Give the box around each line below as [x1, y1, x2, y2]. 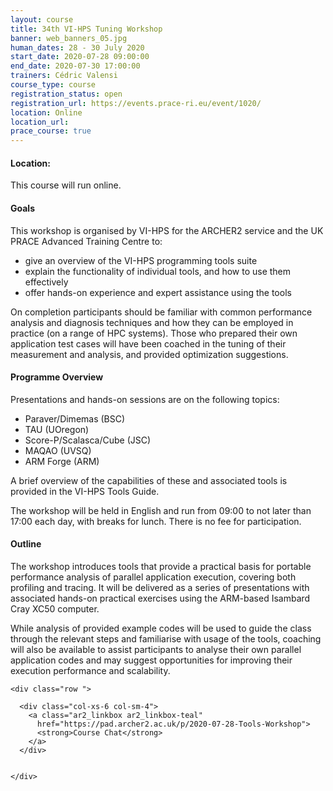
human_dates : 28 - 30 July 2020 [10, 42, 145, 53]
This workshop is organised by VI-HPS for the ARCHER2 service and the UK [10, 224, 324, 236]
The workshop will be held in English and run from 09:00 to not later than [10, 504, 312, 516]
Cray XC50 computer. [10, 602, 100, 615]
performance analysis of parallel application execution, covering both [10, 571, 297, 583]
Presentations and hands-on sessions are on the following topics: [10, 393, 280, 405]
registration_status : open [10, 89, 123, 99]
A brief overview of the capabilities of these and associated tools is [10, 474, 288, 486]
